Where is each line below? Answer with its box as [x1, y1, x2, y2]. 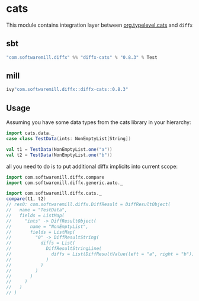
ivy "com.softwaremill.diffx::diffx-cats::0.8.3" [6, 87, 129, 93]
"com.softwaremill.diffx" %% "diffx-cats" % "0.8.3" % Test [6, 54, 158, 61]
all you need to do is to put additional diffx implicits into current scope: [6, 163, 178, 170]
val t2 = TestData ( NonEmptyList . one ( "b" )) [6, 152, 113, 158]
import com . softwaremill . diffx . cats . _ [6, 191, 102, 197]
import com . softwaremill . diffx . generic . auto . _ [6, 180, 123, 186]
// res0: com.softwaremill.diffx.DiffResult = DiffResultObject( [6, 201, 171, 208]
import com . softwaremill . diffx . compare [6, 174, 105, 180]
